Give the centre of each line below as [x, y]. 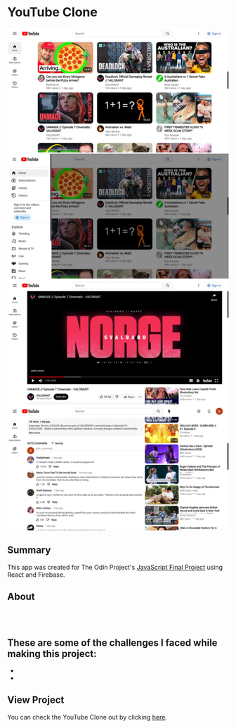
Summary [29, 550]
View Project [36, 700]
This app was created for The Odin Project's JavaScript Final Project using [115, 567]
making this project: [52, 654]
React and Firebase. [36, 575]
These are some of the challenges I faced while [112, 643]
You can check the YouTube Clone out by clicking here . [87, 717]
